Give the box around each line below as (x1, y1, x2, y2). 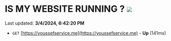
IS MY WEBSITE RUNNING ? (5, 3, 125, 15)
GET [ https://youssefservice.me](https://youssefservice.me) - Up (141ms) (12, 30, 166, 36)
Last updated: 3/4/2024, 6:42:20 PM (5, 20, 85, 26)
